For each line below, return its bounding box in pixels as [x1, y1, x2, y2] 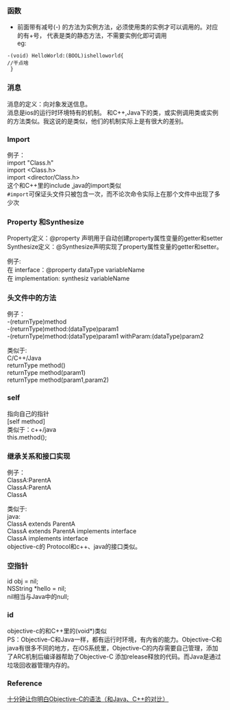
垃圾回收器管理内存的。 [7, 661, 73, 669]
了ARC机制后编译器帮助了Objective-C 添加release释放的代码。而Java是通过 [7, 652, 221, 661]
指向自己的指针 [7, 409, 49, 417]
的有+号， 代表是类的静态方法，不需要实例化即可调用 [16, 32, 167, 40]
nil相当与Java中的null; [7, 593, 69, 601]
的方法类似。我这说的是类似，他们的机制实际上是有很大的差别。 [7, 117, 187, 125]
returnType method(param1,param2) [7, 376, 110, 384]
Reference [7, 678, 42, 688]
